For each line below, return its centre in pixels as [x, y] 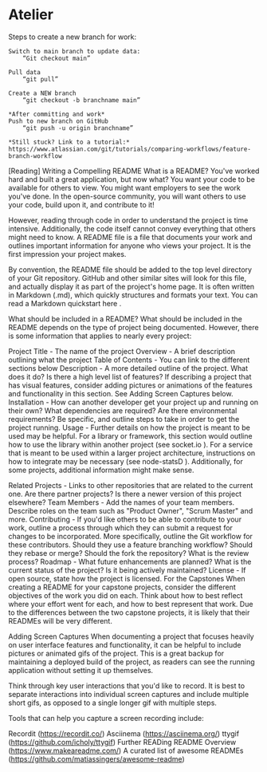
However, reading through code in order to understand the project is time [128, 220]
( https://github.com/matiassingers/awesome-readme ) [96, 758]
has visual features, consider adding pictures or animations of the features [130, 385]
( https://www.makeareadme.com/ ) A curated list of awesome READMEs [126, 750]
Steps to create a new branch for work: [73, 37]
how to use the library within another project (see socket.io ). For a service [131, 444]
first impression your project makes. [67, 254]
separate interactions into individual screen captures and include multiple [129, 694]
